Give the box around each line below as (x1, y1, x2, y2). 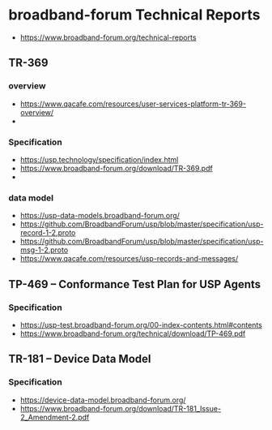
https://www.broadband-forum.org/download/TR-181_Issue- (19, 403, 221, 413)
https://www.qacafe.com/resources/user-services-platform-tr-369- (19, 99, 247, 109)
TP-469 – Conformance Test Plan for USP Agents (8, 277, 261, 291)
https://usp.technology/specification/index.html (19, 154, 179, 164)
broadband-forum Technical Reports (8, 6, 261, 24)
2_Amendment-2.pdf (19, 412, 90, 422)
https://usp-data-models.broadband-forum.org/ (19, 211, 181, 221)
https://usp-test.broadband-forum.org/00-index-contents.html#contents (19, 320, 263, 329)
